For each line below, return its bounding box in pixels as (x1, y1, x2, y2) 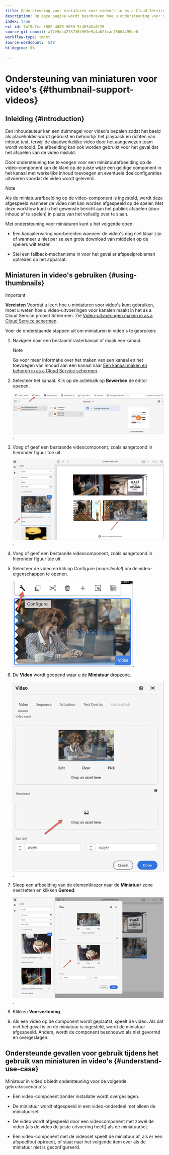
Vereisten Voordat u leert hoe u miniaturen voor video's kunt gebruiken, (5, 302, 154, 308)
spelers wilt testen (12, 241, 51, 247)
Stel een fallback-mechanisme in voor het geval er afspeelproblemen (12, 251, 156, 257)
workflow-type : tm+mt (5, 35, 51, 40)
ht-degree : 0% (5, 45, 35, 50)
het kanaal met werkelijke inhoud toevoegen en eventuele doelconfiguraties (5, 170, 162, 176)
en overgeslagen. (12, 1034, 49, 1040)
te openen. (46, 571, 68, 577)
